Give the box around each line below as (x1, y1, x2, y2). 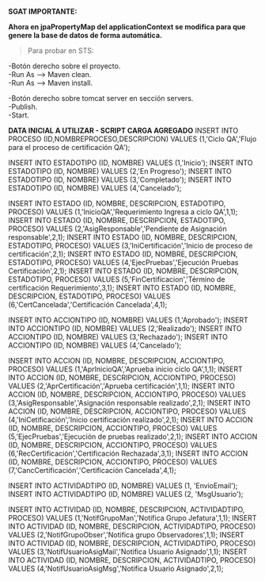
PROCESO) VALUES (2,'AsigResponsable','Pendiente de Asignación (8, 224, 227, 233)
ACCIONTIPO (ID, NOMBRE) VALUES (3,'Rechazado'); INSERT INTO (8, 333, 228, 341)
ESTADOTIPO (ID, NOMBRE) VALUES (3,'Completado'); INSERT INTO (8, 175, 232, 184)
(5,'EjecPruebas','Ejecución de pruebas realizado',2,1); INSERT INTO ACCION (8, 432, 258, 441)
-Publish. (8, 102, 38, 111)
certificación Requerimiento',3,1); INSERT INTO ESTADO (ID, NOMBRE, (8, 283, 237, 292)
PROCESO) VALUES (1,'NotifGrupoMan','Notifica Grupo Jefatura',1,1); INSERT (8, 514, 257, 522)
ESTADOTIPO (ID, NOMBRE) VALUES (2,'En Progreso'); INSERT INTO (8, 167, 232, 175)
